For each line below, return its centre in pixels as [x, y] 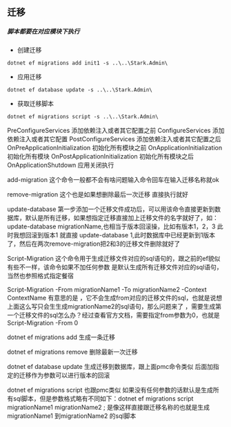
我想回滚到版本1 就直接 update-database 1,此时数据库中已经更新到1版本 [114, 235]
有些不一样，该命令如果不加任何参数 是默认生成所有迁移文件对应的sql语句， [115, 267]
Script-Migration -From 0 [43, 323]
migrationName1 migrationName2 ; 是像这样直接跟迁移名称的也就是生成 [109, 408]
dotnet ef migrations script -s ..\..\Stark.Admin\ [83, 117]
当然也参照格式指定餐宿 [40, 276]
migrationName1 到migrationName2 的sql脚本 [72, 416]
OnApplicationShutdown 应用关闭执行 [61, 165]
